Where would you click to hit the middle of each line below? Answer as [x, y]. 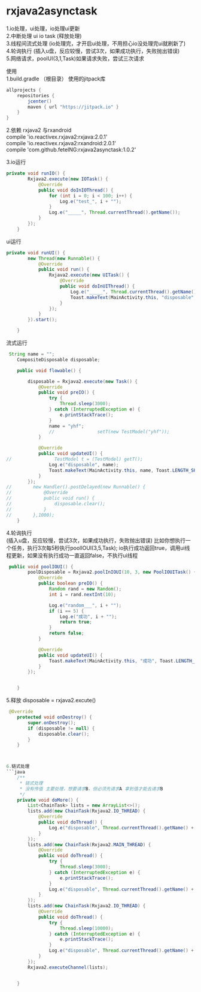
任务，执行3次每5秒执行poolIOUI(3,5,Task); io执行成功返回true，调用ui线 [100, 548]
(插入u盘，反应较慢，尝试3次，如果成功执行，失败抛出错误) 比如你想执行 [96, 540]
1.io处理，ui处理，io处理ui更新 [43, 28]
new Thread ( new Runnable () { [64, 258]
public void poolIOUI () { [41, 567]
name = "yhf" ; [66, 426]
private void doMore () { [48, 800]
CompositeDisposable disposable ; [59, 359]
